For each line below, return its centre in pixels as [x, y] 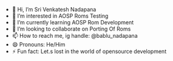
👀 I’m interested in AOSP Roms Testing [60, 16]
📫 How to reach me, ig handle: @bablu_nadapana [75, 36]
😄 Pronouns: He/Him [39, 45]
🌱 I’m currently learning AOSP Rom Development [73, 22]
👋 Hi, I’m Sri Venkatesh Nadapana [54, 9]
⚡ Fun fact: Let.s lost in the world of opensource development [89, 51]
